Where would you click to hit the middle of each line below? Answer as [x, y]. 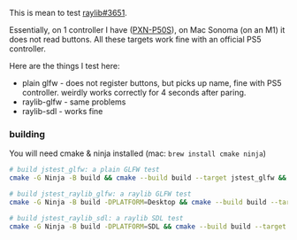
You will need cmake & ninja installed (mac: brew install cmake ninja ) [138, 153]
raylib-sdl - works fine [62, 111]
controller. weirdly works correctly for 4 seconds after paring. [134, 93]
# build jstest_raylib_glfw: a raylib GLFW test [100, 194]
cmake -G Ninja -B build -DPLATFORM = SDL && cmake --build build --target [148, 226]
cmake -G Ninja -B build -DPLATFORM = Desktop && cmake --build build [138, 202]
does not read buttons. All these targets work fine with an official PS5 [135, 39]
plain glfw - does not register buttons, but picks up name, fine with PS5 [152, 83]
